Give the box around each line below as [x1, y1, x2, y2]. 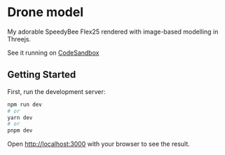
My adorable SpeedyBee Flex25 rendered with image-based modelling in [7, 27, 219, 36]
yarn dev [7, 114, 33, 121]
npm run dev [7, 101, 42, 108]
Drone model [7, 4, 84, 20]
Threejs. [7, 34, 32, 43]
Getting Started [7, 69, 76, 81]
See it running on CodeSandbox [7, 48, 100, 57]
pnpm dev [7, 127, 33, 134]
